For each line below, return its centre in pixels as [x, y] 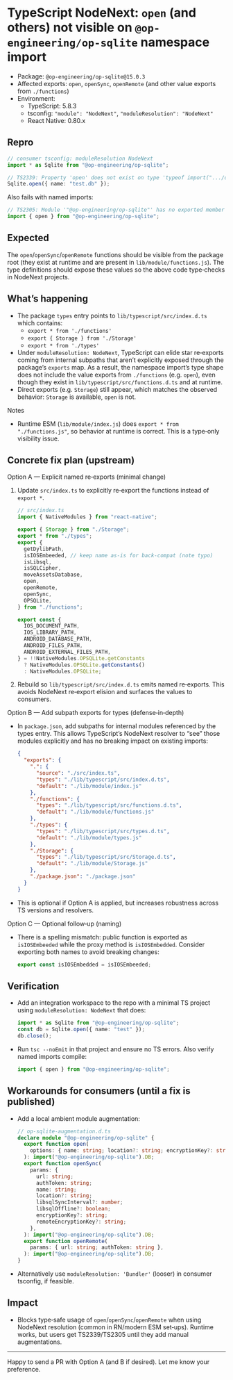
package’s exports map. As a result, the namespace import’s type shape [120, 367]
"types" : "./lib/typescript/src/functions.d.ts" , [109, 805]
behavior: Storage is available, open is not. [77, 397]
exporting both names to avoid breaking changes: [88, 952]
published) [31, 1102]
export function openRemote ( [66, 1241]
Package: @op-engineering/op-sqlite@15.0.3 [81, 76]
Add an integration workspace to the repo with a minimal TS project [114, 1003]
